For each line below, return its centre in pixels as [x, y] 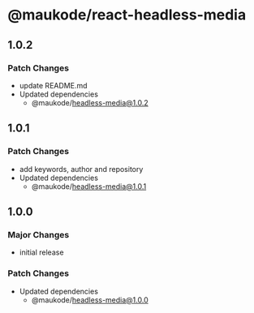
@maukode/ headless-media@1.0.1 [89, 186]
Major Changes [39, 234]
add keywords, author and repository [81, 169]
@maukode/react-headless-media [127, 15]
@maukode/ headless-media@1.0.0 [90, 300]
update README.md [53, 85]
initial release [41, 252]
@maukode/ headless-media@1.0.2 [90, 102]
